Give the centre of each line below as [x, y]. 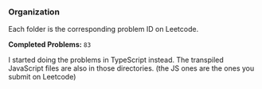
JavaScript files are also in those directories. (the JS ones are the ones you [131, 68]
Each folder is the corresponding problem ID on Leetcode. [104, 29]
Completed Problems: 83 [50, 44]
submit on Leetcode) [42, 77]
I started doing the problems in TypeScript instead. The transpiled [116, 60]
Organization [34, 12]
